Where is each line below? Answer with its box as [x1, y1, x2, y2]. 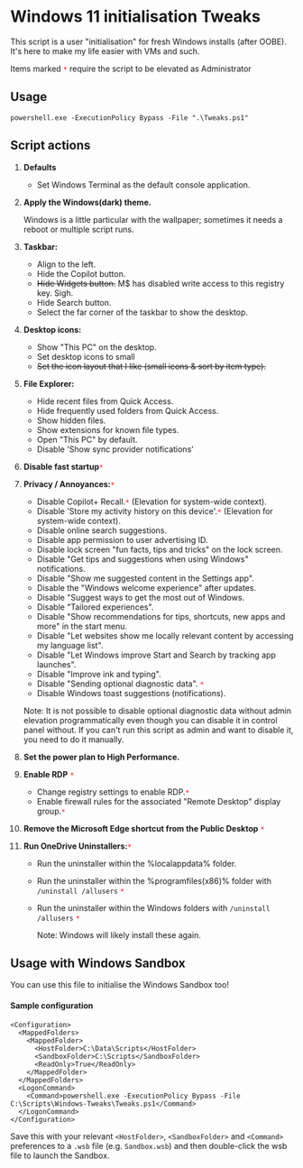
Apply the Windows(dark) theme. [23, 197, 151, 207]
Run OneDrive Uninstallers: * [23, 841, 132, 851]
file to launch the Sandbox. [10, 1150, 110, 1161]
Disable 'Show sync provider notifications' [36, 444, 195, 455]
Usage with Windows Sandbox [10, 955, 186, 970]
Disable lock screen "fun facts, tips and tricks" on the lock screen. [36, 544, 283, 555]
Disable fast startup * [23, 461, 104, 472]
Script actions [10, 138, 91, 153]
